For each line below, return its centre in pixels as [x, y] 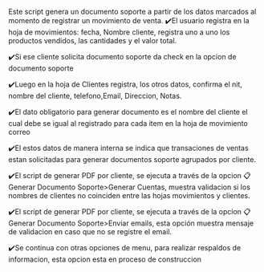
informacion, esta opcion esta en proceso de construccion [105, 259]
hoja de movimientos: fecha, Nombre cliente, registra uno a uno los [119, 32]
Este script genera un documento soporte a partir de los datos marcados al [132, 12]
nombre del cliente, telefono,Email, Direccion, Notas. [95, 96]
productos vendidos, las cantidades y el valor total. [93, 41]
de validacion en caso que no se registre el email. [90, 231]
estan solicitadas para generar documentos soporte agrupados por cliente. [132, 159]
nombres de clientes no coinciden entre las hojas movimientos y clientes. [129, 195]
